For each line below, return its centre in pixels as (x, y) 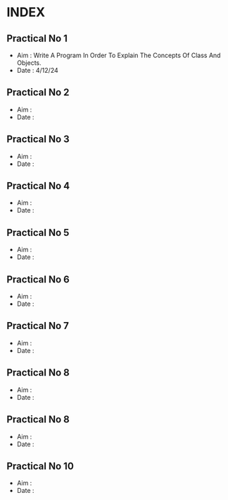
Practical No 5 (38, 233)
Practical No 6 (38, 279)
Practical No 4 (38, 186)
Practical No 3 (38, 139)
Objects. (29, 63)
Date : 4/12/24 (38, 70)
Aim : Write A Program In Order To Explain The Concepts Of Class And (119, 55)
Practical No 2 (38, 93)
